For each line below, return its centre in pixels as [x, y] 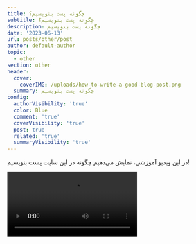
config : [18, 98]
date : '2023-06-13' [35, 33]
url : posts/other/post [40, 40]
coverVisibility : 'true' [49, 123]
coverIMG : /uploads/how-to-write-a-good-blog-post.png [100, 85]
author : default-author [42, 46]
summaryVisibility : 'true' [52, 143]
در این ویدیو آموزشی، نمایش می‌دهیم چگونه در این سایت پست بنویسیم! [99, 162]
